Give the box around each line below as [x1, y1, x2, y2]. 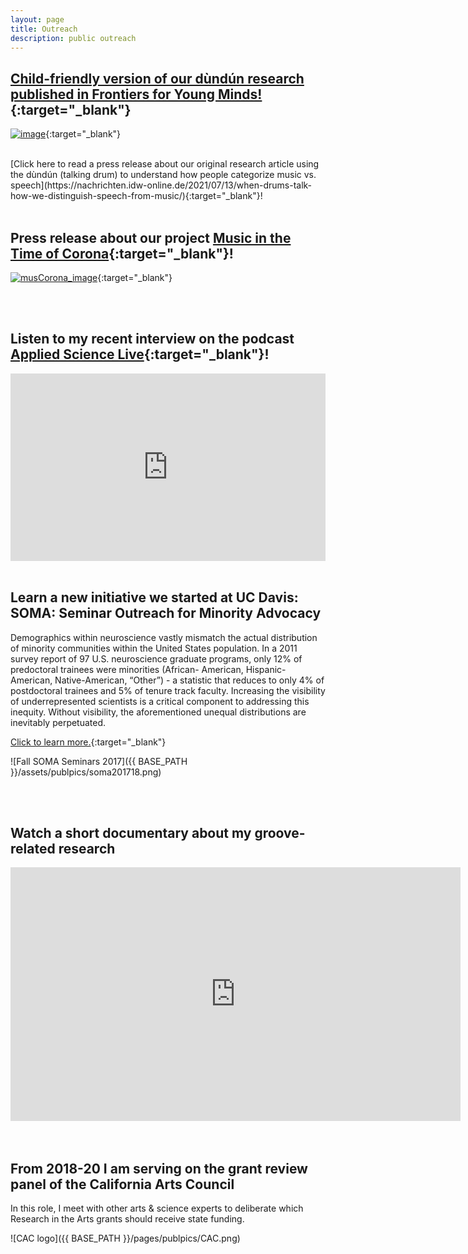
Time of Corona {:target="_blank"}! [10, 245, 234, 262]
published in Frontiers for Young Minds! [10, 86, 263, 103]
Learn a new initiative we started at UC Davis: [10, 589, 299, 606]
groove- [254, 825, 306, 842]
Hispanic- [245, 663, 287, 675]
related [10, 841, 56, 858]
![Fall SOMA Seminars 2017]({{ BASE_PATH [10, 755, 188, 767]
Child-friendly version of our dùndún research [10, 70, 305, 87]
